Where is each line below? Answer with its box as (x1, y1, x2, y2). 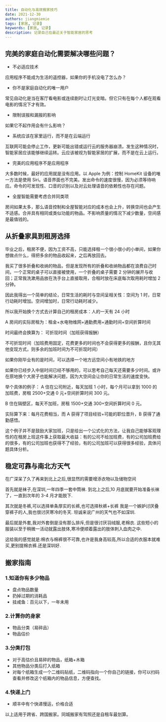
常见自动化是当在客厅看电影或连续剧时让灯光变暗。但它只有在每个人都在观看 (5, 95, 161, 101)
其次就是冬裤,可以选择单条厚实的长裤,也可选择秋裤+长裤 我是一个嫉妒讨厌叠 (5, 503, 159, 509)
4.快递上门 (5, 688, 31, 695)
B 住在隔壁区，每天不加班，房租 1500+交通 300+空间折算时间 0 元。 (5, 401, 145, 406)
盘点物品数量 (12, 587, 39, 593)
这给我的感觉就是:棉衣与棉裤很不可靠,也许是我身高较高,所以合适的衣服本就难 (5, 536, 161, 542)
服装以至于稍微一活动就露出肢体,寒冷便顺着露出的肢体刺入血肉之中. (5, 526, 142, 532)
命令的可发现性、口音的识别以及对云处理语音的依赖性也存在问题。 (13, 183, 148, 189)
